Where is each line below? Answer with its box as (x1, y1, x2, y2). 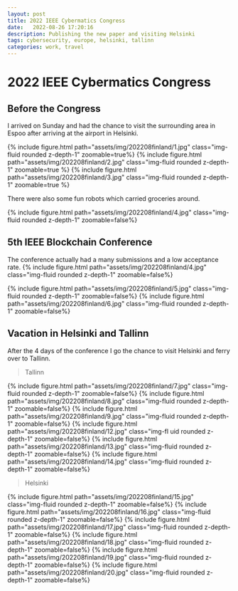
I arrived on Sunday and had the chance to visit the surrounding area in (7, 122, 215, 130)
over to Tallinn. (7, 354, 51, 362)
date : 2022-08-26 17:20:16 (7, 23, 94, 31)
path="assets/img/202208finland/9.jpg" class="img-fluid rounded (7, 412, 202, 420)
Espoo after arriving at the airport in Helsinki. (7, 129, 139, 137)
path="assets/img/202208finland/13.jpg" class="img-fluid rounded (7, 442, 204, 451)
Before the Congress (7, 103, 101, 115)
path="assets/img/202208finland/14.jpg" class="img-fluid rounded (7, 457, 204, 466)
